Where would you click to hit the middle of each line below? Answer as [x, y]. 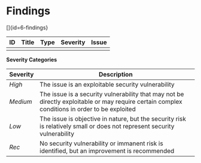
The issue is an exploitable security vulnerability [107, 84]
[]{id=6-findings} [27, 27]
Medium [21, 102]
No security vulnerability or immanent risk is [101, 143]
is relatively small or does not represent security [107, 126]
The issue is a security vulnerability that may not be [112, 94]
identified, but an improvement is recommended [107, 150]
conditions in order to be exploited [88, 109]
